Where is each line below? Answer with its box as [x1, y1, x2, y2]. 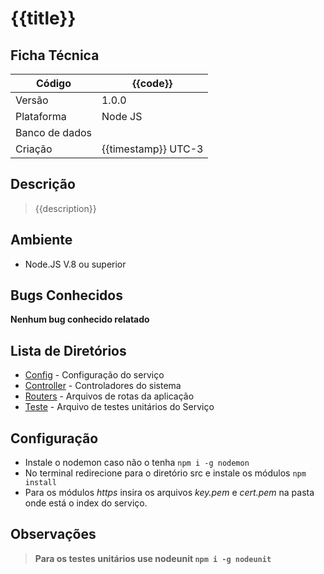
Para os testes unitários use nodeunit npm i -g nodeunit [34, 552, 272, 564]
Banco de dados [15, 126, 92, 139]
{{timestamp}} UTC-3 [101, 142, 204, 156]
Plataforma [15, 110, 67, 123]
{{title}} [10, 7, 77, 30]
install [24, 478, 57, 488]
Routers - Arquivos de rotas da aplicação [24, 390, 195, 402]
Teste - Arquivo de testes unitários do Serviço [24, 401, 215, 413]
